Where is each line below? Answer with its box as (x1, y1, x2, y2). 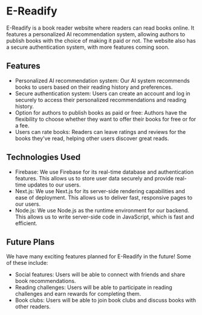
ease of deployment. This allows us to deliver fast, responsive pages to (15, 194, 192, 201)
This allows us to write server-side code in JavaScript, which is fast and (15, 213, 195, 220)
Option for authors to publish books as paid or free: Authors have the (15, 109, 187, 116)
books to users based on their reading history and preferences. (15, 83, 173, 91)
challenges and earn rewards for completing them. (15, 290, 142, 297)
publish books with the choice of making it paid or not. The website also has (6, 37, 196, 44)
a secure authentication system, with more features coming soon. (6, 43, 170, 51)
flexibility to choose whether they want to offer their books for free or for (15, 115, 197, 122)
